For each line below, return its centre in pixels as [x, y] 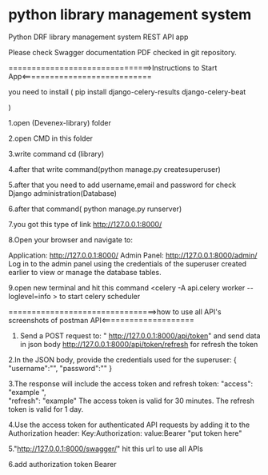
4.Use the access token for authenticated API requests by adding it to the [129, 425]
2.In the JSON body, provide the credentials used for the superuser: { [123, 359]
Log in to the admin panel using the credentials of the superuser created [127, 263]
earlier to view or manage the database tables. [85, 272]
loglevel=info [30, 296]
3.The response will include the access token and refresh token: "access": [131, 383]
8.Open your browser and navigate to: [71, 239]
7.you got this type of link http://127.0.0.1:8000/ [85, 224]
